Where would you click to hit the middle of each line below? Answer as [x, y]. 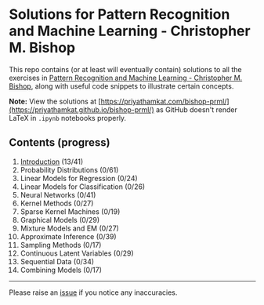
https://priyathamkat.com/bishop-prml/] [165, 101]
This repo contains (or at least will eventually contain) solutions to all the [125, 69]
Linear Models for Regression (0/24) [79, 178]
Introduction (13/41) [52, 162]
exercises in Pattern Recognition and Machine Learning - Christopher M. [126, 78]
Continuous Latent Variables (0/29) [77, 253]
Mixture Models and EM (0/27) [70, 228]
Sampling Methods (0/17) [61, 245]
